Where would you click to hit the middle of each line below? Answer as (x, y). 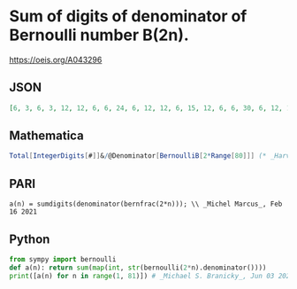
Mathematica (46, 136)
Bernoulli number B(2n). (99, 35)
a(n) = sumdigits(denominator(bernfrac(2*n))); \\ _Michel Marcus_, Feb (146, 204)
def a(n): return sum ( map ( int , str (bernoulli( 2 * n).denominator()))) (138, 268)
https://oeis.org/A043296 (56, 59)
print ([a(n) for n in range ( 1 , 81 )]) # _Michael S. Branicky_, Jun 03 (142, 276)
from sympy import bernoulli (63, 259)
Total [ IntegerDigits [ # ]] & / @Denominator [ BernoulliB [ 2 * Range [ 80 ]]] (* (138, 156)
